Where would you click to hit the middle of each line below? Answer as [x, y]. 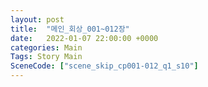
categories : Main [46, 47]
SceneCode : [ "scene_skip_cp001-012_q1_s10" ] [104, 66]
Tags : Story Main [46, 57]
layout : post [37, 19]
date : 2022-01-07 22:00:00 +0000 [84, 38]
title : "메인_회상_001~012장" [70, 29]
